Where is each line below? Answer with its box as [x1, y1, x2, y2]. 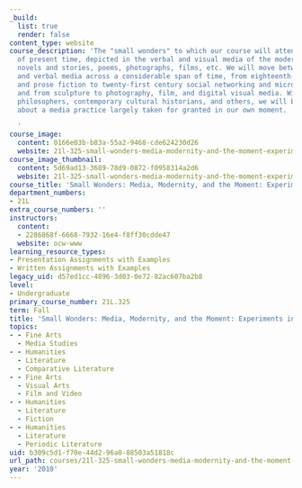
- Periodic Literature [17, 439, 102, 448]
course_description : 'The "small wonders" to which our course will [9, 47, 271, 56]
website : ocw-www [17, 239, 83, 248]
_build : [9, 13, 39, 23]
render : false [17, 30, 70, 39]
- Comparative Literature [17, 364, 115, 374]
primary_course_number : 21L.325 [9, 297, 130, 306]
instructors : [9, 213, 58, 222]
